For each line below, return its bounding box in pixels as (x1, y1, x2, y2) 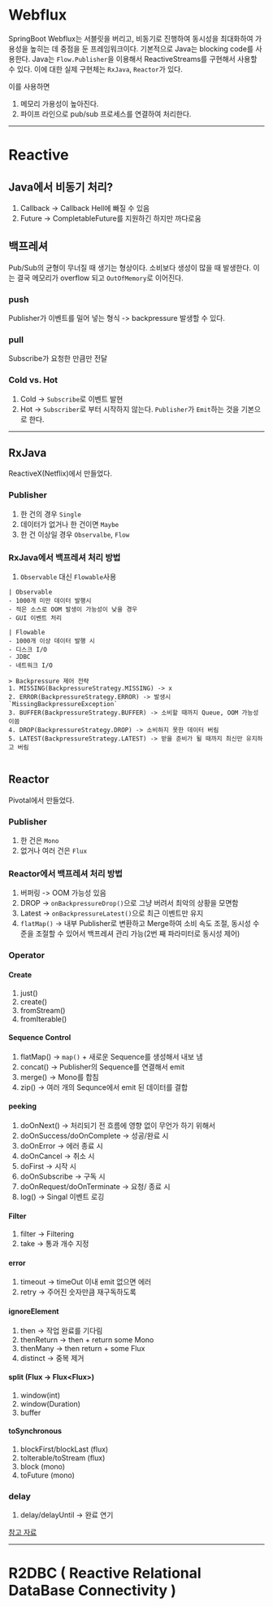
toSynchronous (8, 1426, 63, 1436)
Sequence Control (8, 1033, 71, 1043)
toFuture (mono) (19, 1470, 76, 1480)
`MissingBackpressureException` (8, 700, 118, 709)
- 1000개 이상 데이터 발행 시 (8, 637, 96, 645)
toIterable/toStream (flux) (19, 1453, 106, 1463)
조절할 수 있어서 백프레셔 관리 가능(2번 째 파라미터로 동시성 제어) (35, 929, 240, 938)
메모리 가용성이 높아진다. (19, 99, 99, 108)
